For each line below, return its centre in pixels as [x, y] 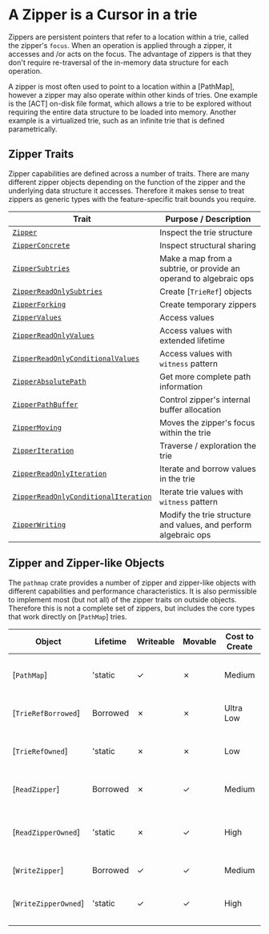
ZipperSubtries [41, 268]
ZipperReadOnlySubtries [58, 291]
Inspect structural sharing [208, 245]
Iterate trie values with [201, 492]
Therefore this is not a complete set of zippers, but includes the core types [132, 608]
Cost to [240, 636]
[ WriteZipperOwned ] [48, 903]
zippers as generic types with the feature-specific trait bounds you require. [132, 199]
